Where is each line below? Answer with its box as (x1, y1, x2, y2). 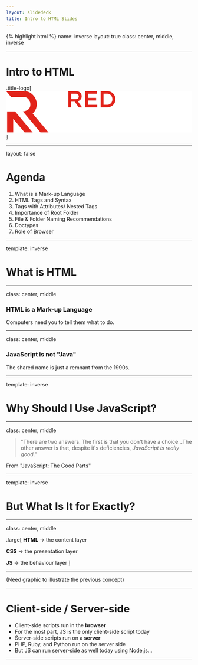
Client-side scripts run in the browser (14, 621, 106, 628)
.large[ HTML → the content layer (6, 536, 87, 543)
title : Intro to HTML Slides (6, 15, 78, 22)
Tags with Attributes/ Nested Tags (14, 203, 98, 210)
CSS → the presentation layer (6, 548, 78, 555)
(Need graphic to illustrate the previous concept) (6, 576, 125, 583)
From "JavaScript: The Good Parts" (6, 462, 91, 469)
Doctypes (14, 222, 39, 229)
